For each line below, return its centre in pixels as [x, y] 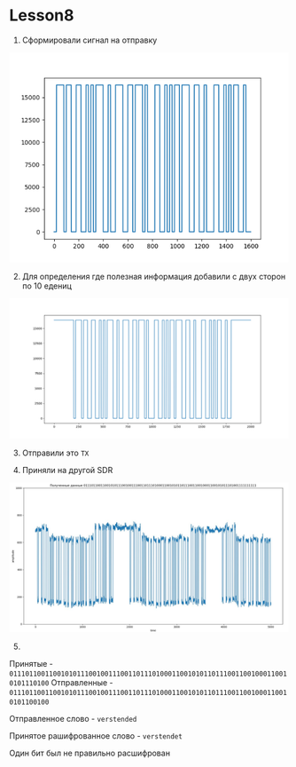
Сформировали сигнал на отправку [90, 40]
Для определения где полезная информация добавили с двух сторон [154, 276]
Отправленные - [82, 683]
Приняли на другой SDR [67, 470]
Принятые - [31, 664]
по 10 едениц [47, 286]
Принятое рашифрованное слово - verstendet [96, 736]
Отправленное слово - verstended [73, 719]
